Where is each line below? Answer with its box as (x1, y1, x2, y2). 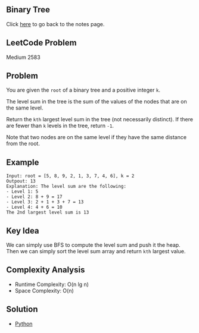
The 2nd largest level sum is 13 (6, 209, 89, 216)
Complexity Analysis (6, 265, 85, 275)
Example (6, 157, 39, 167)
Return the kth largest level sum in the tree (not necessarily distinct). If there (6, 116, 194, 123)
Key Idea (6, 225, 40, 235)
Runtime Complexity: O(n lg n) (14, 281, 89, 288)
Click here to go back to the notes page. (6, 20, 105, 27)
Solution (6, 304, 38, 315)
